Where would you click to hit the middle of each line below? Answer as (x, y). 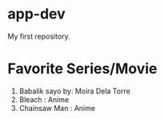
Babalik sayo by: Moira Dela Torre (74, 91)
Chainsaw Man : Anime (57, 108)
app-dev (36, 14)
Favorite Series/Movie (82, 69)
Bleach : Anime (44, 99)
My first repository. (39, 36)
